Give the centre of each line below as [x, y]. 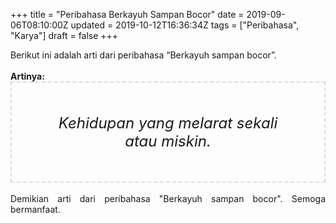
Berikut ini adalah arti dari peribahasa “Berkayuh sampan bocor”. [143, 55]
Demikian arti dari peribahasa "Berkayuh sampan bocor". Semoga [168, 198]
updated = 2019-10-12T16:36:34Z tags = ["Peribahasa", [185, 25]
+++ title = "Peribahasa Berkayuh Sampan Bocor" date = [127, 14]
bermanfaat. [35, 209]
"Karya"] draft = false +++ [64, 35]
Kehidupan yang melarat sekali [168, 123]
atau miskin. [168, 141]
